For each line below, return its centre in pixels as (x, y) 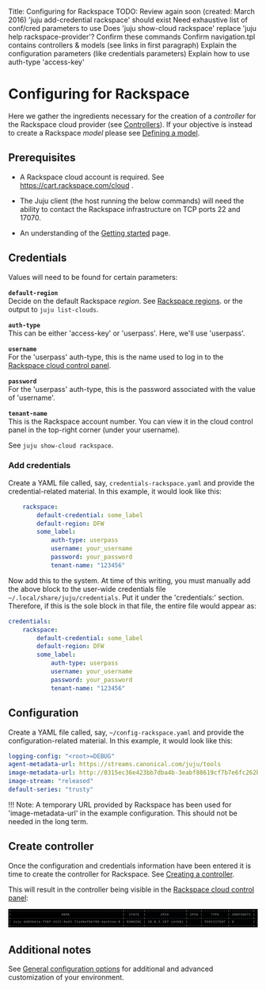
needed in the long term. (48, 821)
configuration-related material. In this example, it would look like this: (121, 740)
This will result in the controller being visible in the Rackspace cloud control (131, 889)
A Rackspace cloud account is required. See (92, 177)
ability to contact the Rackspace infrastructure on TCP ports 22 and (130, 209)
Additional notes (50, 950)
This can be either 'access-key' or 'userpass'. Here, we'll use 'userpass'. (127, 333)
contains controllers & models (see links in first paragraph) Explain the (123, 45)
